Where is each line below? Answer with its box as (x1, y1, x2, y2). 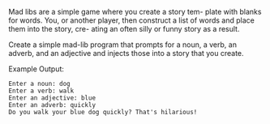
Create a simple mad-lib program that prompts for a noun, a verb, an (8, 40, 238, 49)
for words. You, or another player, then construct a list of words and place (8, 15, 255, 25)
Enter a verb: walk (8, 87, 75, 95)
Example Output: (8, 64, 65, 74)
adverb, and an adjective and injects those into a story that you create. (8, 49, 245, 58)
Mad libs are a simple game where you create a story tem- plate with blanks (8, 7, 262, 16)
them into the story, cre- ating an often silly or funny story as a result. (8, 24, 240, 33)
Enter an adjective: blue (8, 94, 96, 102)
